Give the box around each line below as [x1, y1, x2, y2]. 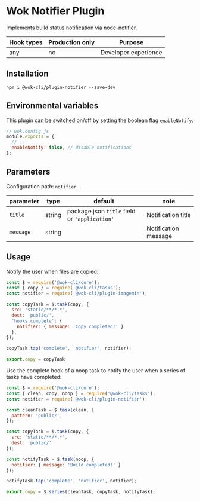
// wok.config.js [6, 128, 49, 134]
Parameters [6, 167, 51, 177]
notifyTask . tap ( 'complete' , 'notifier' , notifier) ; [6, 478, 137, 484]
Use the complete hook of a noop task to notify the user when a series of [6, 367, 186, 374]
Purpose [118, 38, 144, 46]
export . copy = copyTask [6, 356, 65, 362]
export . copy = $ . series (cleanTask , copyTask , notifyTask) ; [6, 489, 156, 495]
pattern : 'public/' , [11, 413, 62, 418]
